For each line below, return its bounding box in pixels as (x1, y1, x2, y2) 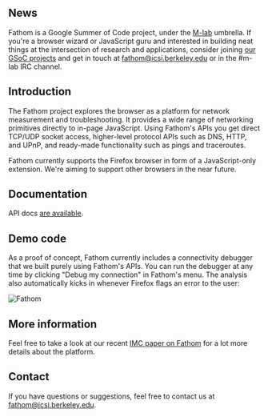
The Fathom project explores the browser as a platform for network (8, 106, 230, 115)
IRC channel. (19, 62, 62, 71)
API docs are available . (8, 208, 84, 219)
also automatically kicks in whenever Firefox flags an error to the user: (8, 279, 240, 288)
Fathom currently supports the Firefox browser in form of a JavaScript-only (8, 155, 257, 165)
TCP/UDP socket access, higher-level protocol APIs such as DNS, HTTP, (8, 131, 247, 141)
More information (8, 317, 98, 331)
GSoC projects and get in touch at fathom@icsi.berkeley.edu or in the (8, 53, 238, 62)
